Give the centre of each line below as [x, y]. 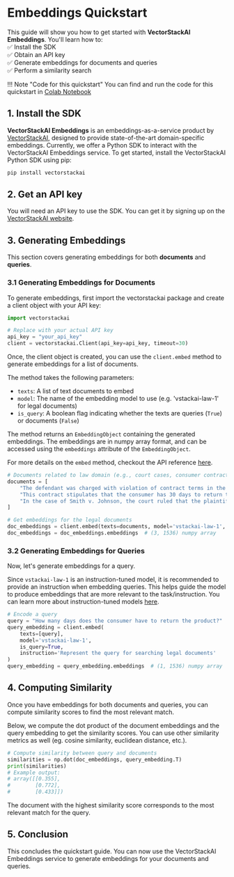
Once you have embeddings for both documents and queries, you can [108, 704]
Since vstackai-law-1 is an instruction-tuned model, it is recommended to [113, 580]
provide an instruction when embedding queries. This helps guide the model [117, 587]
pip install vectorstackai [46, 173]
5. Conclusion [38, 834]
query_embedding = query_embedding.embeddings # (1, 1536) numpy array [115, 666]
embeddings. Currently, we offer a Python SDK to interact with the [102, 145]
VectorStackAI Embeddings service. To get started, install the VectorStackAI [117, 152]
